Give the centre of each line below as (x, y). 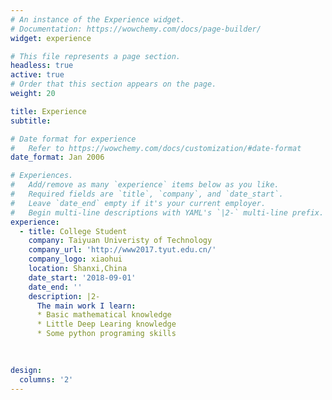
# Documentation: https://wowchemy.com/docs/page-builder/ (136, 29)
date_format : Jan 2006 (57, 157)
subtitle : (31, 121)
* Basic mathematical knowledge (104, 315)
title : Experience (48, 111)
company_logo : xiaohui (75, 259)
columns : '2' (46, 379)
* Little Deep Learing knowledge (106, 324)
